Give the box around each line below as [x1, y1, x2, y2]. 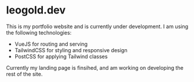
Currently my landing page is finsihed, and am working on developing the [6, 64, 184, 71]
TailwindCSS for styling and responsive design [14, 46, 128, 53]
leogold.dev [6, 4, 66, 17]
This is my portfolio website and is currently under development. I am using [6, 23, 189, 30]
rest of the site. [6, 70, 43, 77]
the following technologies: [6, 29, 72, 36]
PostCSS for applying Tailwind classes [14, 53, 108, 60]
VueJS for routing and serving [14, 40, 88, 47]
